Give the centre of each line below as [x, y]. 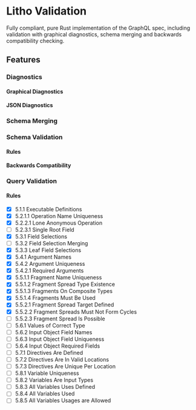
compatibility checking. [35, 41]
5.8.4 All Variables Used [45, 394]
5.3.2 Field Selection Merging [51, 243]
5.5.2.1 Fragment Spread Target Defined [64, 305]
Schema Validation [34, 137]
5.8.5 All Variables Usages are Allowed [63, 400]
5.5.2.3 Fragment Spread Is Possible [60, 319]
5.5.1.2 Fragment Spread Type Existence [65, 284]
